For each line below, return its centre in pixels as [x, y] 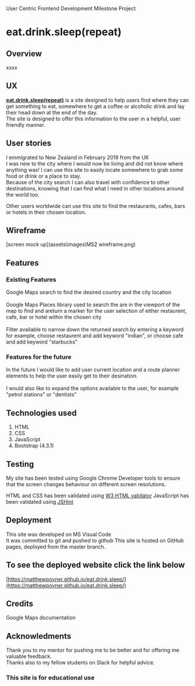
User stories [29, 143]
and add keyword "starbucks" [42, 342]
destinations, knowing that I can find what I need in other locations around [95, 188]
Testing [20, 464]
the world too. [23, 195]
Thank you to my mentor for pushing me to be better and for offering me [93, 650]
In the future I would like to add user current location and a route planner [93, 370]
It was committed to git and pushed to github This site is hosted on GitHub [95, 541]
